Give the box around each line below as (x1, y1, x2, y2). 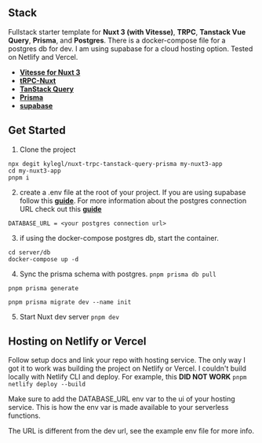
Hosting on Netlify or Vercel (8, 334, 147, 349)
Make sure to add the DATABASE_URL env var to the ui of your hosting (8, 394, 235, 404)
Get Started (8, 124, 66, 137)
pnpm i (8, 173, 30, 182)
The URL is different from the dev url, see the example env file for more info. (8, 426, 255, 436)
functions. (8, 411, 41, 420)
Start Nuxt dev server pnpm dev (19, 312, 120, 321)
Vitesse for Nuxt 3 (19, 67, 81, 77)
